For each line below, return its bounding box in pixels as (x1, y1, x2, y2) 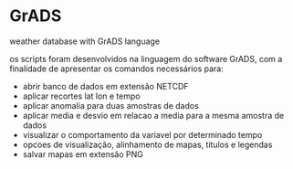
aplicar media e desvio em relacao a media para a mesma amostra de (22, 110, 285, 121)
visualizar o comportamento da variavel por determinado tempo (22, 129, 263, 140)
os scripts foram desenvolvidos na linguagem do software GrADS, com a (9, 53, 283, 64)
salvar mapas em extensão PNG (22, 148, 143, 160)
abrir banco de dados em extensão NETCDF (22, 80, 189, 91)
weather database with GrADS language (9, 36, 161, 47)
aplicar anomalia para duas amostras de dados (22, 100, 199, 111)
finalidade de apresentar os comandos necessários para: (9, 63, 224, 74)
